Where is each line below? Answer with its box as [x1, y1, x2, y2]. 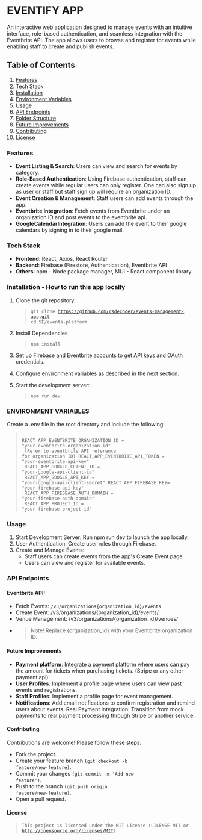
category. [15, 169, 40, 176]
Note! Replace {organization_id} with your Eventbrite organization [30, 627, 193, 634]
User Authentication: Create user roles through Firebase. [15, 540, 156, 547]
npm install [30, 341, 61, 347]
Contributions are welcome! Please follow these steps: [7, 739, 142, 746]
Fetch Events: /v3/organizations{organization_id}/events [15, 603, 162, 610]
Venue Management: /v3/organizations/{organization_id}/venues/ [15, 615, 179, 623]
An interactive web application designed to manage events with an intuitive [7, 23, 192, 31]
